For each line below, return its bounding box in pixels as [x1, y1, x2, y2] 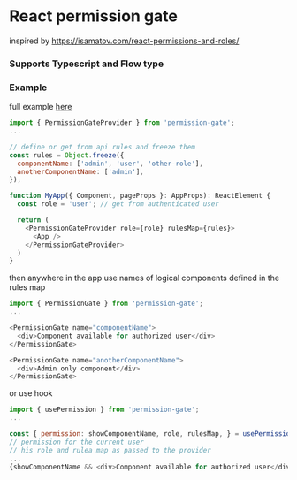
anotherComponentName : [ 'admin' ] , [17, 167, 144, 176]
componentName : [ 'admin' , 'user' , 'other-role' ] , [17, 159, 203, 168]
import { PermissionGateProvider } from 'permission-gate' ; [9, 118, 236, 127]
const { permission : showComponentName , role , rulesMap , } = [9, 430, 240, 438]
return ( [17, 216, 49, 225]
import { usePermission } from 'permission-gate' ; [9, 405, 200, 415]
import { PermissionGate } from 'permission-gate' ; [9, 299, 203, 309]
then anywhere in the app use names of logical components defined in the [9, 272, 280, 284]
